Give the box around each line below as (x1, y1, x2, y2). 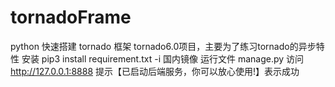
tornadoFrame (10, 6, 132, 29)
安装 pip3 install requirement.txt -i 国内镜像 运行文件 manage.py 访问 (21, 52, 305, 65)
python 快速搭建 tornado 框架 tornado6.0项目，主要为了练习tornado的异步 (10, 40, 317, 52)
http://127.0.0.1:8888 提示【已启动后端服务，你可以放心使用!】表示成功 (10, 65, 300, 77)
